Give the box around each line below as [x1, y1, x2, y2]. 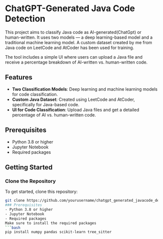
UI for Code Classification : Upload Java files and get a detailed [12, 107, 139, 112]
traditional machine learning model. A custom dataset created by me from [5, 39, 152, 45]
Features [5, 73, 33, 81]
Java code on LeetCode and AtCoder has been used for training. [5, 45, 134, 50]
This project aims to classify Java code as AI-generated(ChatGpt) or [5, 29, 142, 35]
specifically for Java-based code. [12, 101, 80, 107]
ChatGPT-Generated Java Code [5, 3, 135, 14]
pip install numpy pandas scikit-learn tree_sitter [5, 230, 112, 235]
